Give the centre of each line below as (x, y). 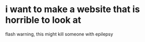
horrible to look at (43, 20)
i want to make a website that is (73, 9)
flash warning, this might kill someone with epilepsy (59, 34)
